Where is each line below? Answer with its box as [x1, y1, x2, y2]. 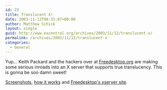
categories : [5, 40, 30, 45]
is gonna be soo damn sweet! [5, 69, 67, 75]
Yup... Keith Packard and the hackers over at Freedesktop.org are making [5, 58, 158, 64]
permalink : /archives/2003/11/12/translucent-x [5, 36, 108, 41]
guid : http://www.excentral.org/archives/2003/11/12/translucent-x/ [5, 31, 153, 36]
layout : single [5, 26, 37, 31]
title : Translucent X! [5, 12, 53, 17]
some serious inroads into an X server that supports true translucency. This [5, 64, 162, 70]
